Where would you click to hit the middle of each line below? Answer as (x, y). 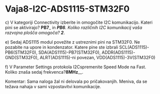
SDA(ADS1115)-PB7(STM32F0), (70, 52)
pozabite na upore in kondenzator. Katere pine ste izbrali (62, 47)
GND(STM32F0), (22, 57)
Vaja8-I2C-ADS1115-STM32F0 (67, 9)
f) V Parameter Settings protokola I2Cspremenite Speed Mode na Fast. (76, 67)
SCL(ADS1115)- (134, 47)
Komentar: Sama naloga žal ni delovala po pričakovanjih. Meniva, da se (76, 81)
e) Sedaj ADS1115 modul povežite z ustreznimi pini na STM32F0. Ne (72, 42)
